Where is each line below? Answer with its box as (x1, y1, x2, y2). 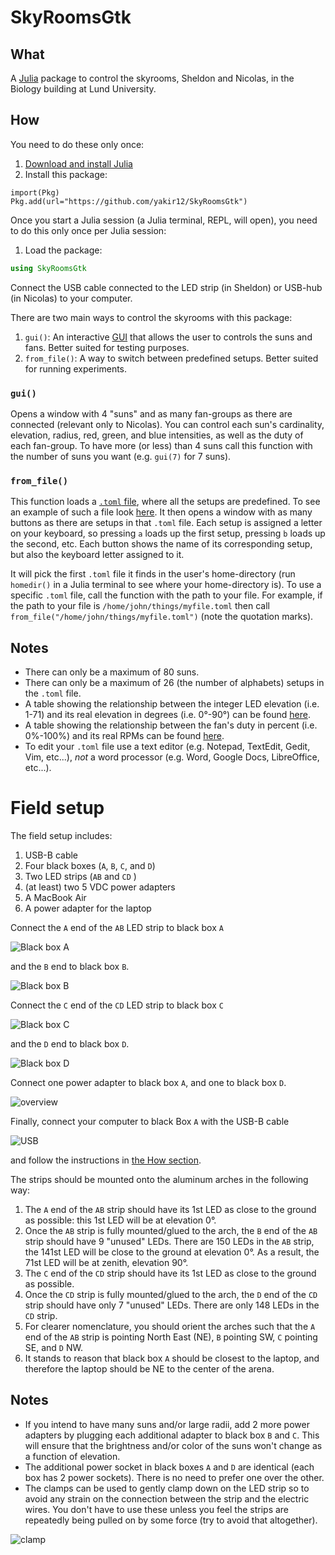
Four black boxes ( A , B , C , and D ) (24, 860, 156, 872)
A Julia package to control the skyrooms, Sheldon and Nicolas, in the (10, 72, 295, 84)
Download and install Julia (24, 157, 133, 170)
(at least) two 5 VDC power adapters (24, 881, 176, 893)
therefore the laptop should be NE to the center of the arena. (24, 1363, 275, 1375)
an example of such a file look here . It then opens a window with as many (10, 506, 313, 518)
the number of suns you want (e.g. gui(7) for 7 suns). (10, 450, 232, 462)
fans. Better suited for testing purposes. (24, 341, 190, 353)
